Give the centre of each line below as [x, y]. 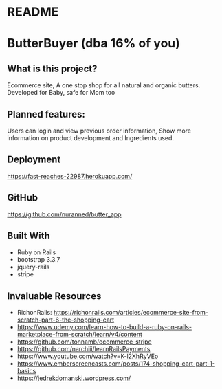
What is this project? [52, 68]
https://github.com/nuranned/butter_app [64, 214]
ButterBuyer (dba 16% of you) [94, 44]
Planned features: [46, 114]
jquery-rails [33, 267]
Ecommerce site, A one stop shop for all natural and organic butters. [104, 85]
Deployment [34, 160]
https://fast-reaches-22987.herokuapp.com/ [70, 176]
